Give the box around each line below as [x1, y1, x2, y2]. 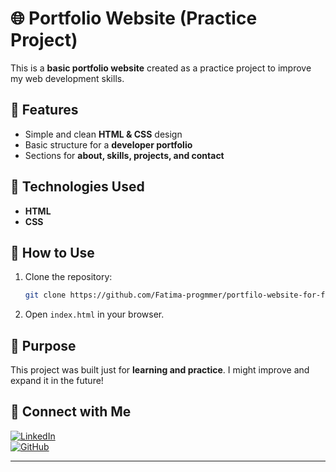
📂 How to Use [10, 244, 95, 261]
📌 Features [10, 102, 79, 119]
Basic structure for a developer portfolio [24, 138, 193, 151]
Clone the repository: [24, 271, 113, 283]
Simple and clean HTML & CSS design [24, 128, 183, 140]
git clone [24, 290, 67, 301]
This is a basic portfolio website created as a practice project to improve [10, 62, 312, 74]
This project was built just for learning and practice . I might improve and [10, 364, 310, 376]
